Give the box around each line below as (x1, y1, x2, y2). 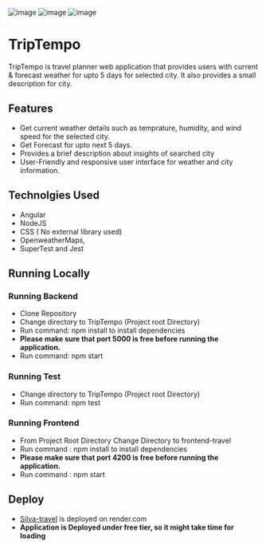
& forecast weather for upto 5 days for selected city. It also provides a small (8, 70, 256, 80)
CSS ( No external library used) (19, 227, 123, 236)
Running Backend (8, 290, 78, 302)
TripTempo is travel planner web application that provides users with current (8, 61, 259, 71)
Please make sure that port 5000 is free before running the (19, 334, 219, 344)
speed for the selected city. (19, 132, 110, 141)
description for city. (8, 78, 72, 88)
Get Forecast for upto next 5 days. (19, 140, 133, 149)
